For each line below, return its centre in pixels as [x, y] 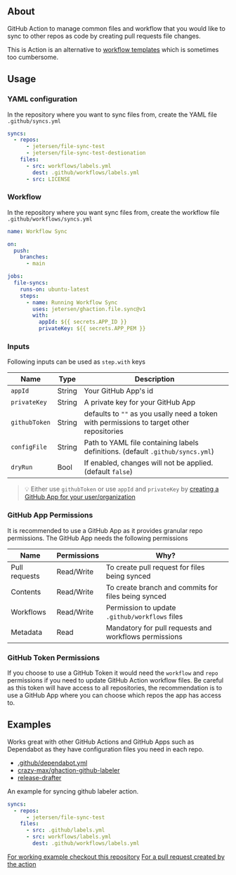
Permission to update [141, 607]
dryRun [22, 467]
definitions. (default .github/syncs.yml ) [149, 452]
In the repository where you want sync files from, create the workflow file [113, 212]
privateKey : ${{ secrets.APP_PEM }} [92, 329]
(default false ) [109, 472]
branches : [34, 257]
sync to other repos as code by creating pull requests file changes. [104, 36]
